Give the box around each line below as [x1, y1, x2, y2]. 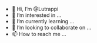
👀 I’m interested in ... [11, 12, 62, 19]
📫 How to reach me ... [11, 31, 66, 37]
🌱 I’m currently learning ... [11, 18, 75, 24]
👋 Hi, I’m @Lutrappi [11, 6, 59, 12]
